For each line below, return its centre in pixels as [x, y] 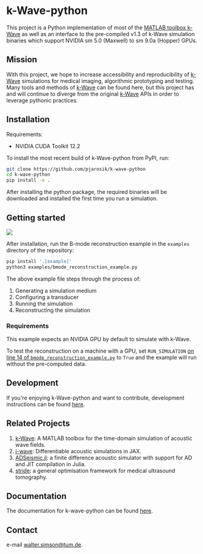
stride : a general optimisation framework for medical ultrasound [95, 470]
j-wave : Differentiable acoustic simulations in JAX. [78, 451]
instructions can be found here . [46, 404]
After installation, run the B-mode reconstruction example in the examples [98, 244]
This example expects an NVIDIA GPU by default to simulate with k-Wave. [98, 339]
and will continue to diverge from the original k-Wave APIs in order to [93, 94]
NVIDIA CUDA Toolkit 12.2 [48, 146]
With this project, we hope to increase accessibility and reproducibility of [98, 74]
